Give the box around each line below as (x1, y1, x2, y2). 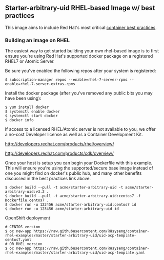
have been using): (5, 95, 41, 101)
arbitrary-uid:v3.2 (5, 189, 45, 194)
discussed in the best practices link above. (5, 176, 91, 182)
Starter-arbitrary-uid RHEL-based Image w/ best (5, 4, 155, 12)
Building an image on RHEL (5, 37, 70, 44)
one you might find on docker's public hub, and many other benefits (5, 170, 142, 176)
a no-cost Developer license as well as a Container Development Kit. (5, 132, 143, 138)
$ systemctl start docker (5, 114, 58, 118)
